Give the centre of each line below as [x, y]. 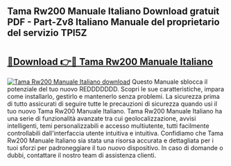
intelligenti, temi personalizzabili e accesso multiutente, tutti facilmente [108, 126]
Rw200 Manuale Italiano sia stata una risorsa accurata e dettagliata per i [110, 140]
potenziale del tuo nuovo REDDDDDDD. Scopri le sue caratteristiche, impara [115, 89]
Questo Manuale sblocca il [170, 82]
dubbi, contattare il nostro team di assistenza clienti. [82, 155]
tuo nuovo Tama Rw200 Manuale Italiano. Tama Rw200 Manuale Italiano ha [115, 111]
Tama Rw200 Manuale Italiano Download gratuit [113, 11]
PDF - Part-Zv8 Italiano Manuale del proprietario [113, 22]
